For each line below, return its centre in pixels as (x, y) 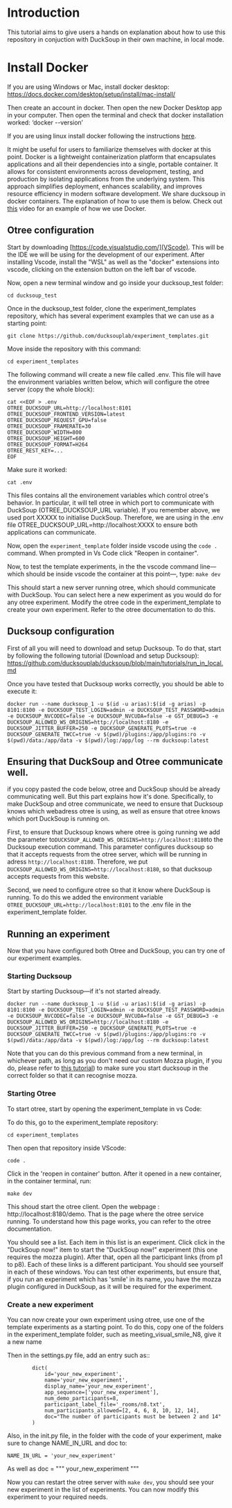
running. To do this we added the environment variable (85, 898)
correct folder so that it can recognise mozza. (72, 1076)
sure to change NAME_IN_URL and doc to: (67, 1443)
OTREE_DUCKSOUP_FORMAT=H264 (48, 444)
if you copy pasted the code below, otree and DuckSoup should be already (114, 789)
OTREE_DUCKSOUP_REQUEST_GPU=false (57, 420)
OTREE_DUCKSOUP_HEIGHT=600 (46, 438)
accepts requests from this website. (58, 877)
